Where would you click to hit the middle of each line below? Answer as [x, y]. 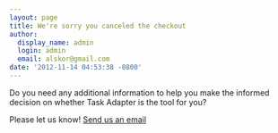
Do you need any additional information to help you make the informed [139, 92]
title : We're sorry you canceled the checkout [98, 26]
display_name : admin [56, 42]
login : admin [42, 51]
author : [24, 34]
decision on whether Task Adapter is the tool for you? [108, 102]
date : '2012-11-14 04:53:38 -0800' [76, 68]
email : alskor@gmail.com [64, 59]
